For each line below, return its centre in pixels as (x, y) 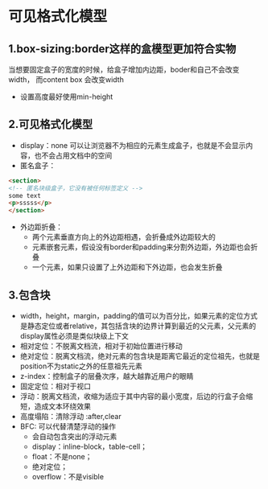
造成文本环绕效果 (62, 406)
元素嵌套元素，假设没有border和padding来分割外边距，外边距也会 (141, 247)
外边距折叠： (41, 227)
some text (25, 195)
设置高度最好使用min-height (66, 97)
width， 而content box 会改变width (66, 80)
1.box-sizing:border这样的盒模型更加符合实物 (122, 49)
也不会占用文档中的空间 (73, 155)
